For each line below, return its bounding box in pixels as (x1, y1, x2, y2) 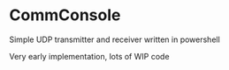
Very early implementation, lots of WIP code (9, 51, 170, 61)
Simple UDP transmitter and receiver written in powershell (9, 34, 221, 45)
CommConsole (9, 5, 121, 25)
